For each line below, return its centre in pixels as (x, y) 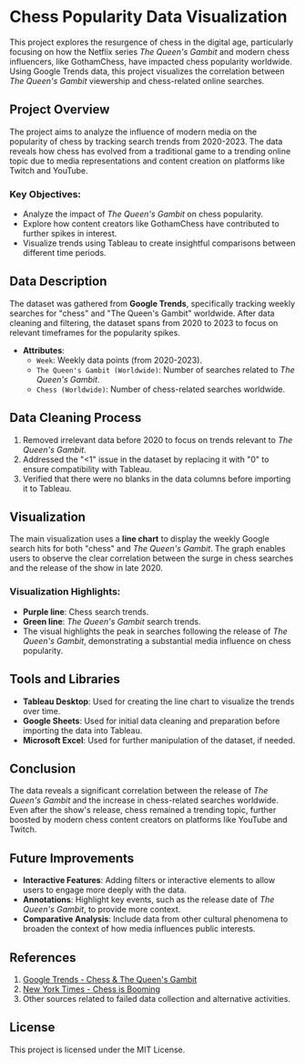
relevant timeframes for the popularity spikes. (95, 332)
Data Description (58, 282)
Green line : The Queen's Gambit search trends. (112, 621)
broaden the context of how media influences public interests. (139, 929)
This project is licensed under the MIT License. (97, 1049)
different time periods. (64, 253)
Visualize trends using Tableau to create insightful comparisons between (159, 243)
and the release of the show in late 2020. (86, 568)
